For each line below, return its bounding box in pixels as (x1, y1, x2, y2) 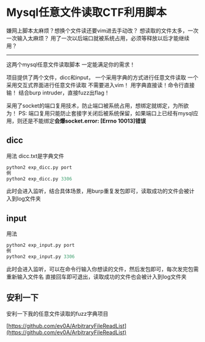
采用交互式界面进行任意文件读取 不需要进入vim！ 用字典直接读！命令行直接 (6, 81, 195, 88)
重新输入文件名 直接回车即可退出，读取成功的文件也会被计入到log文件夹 (6, 273, 187, 280)
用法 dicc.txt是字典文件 (6, 152, 65, 159)
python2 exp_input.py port (6, 242, 75, 249)
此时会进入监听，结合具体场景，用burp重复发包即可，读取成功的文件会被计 (6, 187, 195, 195)
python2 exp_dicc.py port (6, 164, 72, 171)
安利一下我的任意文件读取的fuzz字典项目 (6, 310, 109, 317)
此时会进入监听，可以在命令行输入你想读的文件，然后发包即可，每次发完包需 (6, 265, 199, 273)
